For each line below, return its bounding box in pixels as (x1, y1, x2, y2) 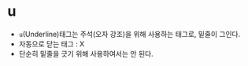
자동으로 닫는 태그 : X (18, 38, 85, 49)
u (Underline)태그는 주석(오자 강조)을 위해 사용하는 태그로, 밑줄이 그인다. (18, 29, 241, 38)
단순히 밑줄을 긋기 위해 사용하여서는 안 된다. (18, 49, 154, 58)
